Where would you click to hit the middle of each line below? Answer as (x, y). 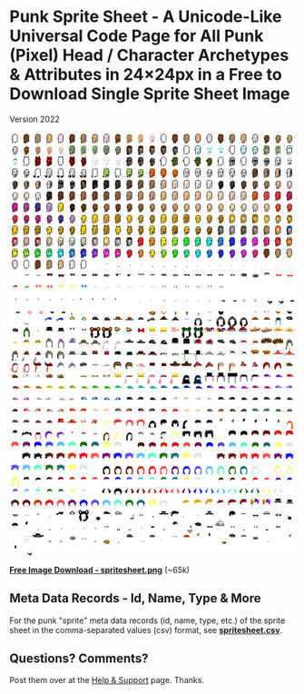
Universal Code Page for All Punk (137, 36)
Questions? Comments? (79, 659)
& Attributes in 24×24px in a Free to (146, 75)
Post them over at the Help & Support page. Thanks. (107, 680)
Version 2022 (35, 119)
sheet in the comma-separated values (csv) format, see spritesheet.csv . (146, 630)
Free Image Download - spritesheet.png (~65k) (100, 570)
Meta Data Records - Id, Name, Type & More (135, 598)
